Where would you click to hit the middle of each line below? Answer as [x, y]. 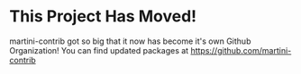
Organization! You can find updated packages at [99, 50]
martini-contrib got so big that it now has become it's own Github [130, 41]
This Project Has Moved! [103, 16]
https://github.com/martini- [241, 50]
